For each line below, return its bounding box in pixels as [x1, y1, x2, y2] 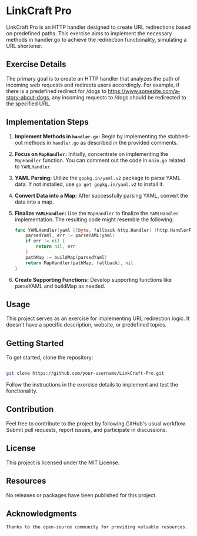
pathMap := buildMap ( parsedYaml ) [25, 254, 108, 260]
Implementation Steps [6, 117, 89, 127]
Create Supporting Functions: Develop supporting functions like [14, 276, 172, 283]
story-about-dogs [6, 94, 49, 101]
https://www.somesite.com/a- [108, 87, 181, 95]
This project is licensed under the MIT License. [6, 459, 120, 466]
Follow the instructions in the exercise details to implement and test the [6, 381, 178, 388]
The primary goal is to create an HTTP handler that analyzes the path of [6, 75, 181, 82]
